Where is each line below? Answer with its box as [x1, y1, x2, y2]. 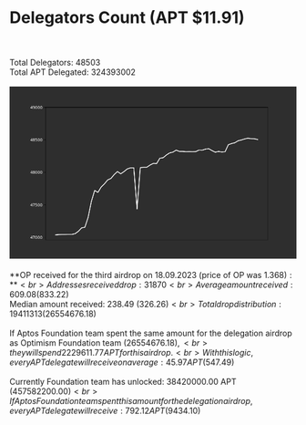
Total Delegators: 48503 [9, 57, 101, 67]
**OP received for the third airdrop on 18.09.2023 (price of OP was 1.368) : [9, 270, 293, 281]
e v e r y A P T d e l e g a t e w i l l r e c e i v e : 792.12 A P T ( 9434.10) [9, 405, 201, 417]
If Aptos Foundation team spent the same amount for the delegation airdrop [9, 327, 293, 339]
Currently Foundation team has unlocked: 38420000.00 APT [9, 377, 237, 388]
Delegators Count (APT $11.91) [9, 7, 245, 28]
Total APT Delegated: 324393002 [9, 67, 137, 78]
